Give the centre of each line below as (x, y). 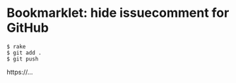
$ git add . (24, 53)
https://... (20, 72)
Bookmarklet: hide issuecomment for (118, 13)
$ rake (16, 46)
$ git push (23, 59)
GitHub (28, 28)
